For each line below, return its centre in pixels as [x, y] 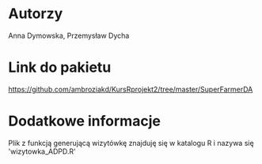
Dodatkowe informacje [84, 121]
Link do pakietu [60, 67]
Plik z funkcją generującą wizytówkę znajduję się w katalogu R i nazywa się [131, 143]
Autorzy [36, 14]
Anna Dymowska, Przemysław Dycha [69, 35]
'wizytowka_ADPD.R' [42, 151]
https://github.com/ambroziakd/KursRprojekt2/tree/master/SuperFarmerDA [131, 89]
